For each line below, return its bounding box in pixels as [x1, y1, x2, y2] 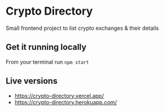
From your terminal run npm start [5, 58, 90, 65]
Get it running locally [5, 42, 86, 52]
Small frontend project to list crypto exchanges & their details [5, 24, 159, 32]
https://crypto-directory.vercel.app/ [14, 92, 104, 99]
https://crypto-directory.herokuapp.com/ [14, 99, 117, 106]
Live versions [5, 76, 58, 86]
